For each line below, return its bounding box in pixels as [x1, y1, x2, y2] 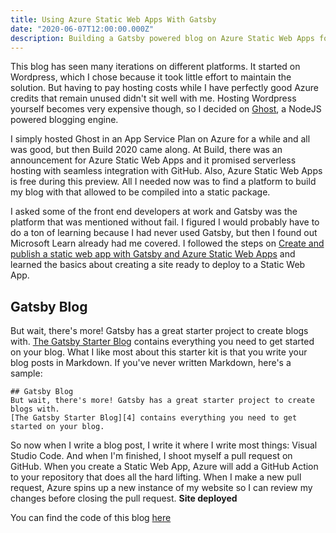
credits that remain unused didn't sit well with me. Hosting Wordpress [10, 92, 297, 105]
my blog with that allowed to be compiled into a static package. [10, 186, 271, 198]
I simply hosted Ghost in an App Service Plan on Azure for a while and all [10, 133, 311, 145]
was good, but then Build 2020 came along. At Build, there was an [10, 144, 283, 156]
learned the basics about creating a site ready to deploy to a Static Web [10, 259, 306, 271]
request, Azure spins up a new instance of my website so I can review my [10, 482, 313, 494]
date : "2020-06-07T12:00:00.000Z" [10, 24, 155, 34]
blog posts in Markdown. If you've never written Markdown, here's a [10, 357, 292, 369]
